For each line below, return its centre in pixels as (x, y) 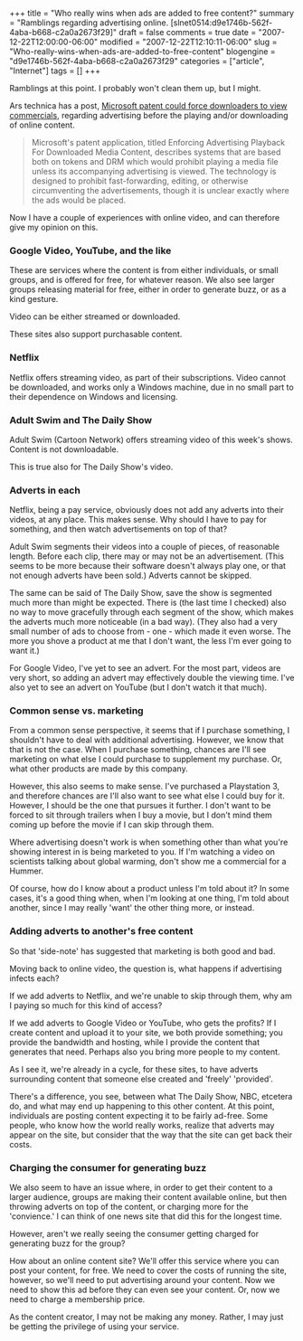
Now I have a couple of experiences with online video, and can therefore (145, 217)
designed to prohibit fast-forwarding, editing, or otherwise (140, 181)
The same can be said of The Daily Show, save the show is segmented (141, 593)
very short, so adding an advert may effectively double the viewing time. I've (152, 678)
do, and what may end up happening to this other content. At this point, (142, 1106)
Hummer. (26, 871)
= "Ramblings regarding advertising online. (89, 23)
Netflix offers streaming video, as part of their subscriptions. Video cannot (148, 377)
